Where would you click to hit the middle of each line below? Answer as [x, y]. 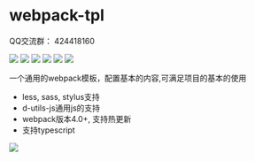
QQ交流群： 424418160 [52, 41]
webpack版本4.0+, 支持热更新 [77, 119]
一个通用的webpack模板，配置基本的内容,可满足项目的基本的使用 [128, 78]
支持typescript [48, 130]
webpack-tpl [57, 15]
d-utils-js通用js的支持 [61, 108]
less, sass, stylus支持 [61, 96]
